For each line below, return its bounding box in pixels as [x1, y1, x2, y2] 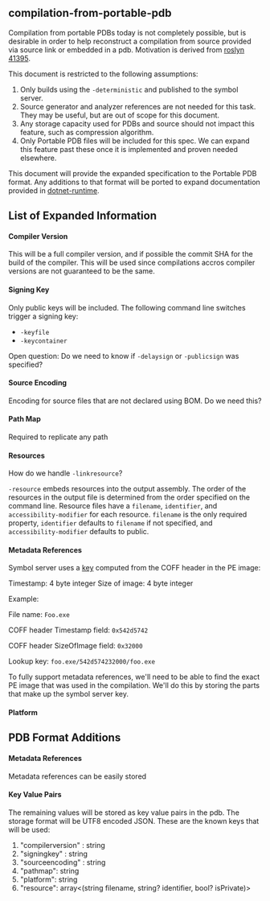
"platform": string [19, 874, 78, 884]
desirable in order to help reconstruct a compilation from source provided [8, 36, 252, 46]
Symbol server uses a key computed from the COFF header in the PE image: [8, 563, 261, 573]
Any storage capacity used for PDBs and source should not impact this [19, 118, 255, 128]
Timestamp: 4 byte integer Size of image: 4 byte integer [8, 578, 194, 588]
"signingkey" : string [19, 849, 88, 858]
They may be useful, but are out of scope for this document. [19, 110, 219, 120]
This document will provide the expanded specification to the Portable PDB [8, 168, 257, 178]
